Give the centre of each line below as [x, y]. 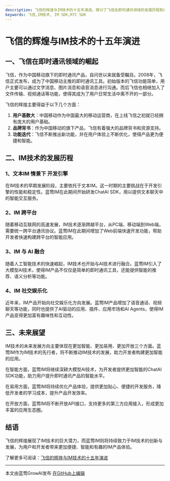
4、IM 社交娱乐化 [26, 291]
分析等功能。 [36, 276]
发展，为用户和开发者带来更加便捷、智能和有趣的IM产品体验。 [70, 447]
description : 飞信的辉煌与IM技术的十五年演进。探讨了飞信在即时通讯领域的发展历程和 [84, 10]
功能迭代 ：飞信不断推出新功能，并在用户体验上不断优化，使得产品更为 [86, 134]
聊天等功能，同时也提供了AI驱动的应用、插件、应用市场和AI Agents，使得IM [84, 309]
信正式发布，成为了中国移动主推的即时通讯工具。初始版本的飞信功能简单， [83, 81]
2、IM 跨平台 [21, 213]
